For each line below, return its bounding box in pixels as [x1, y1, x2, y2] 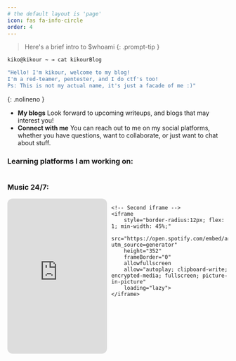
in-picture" [111, 279, 146, 286]
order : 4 [7, 23, 33, 30]
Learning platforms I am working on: [7, 156, 133, 166]
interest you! [17, 116, 54, 124]
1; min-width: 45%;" [111, 223, 171, 230]
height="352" [124, 247, 162, 255]
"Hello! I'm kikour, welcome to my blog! [7, 69, 131, 76]
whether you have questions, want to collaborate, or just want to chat [17, 131, 218, 140]
